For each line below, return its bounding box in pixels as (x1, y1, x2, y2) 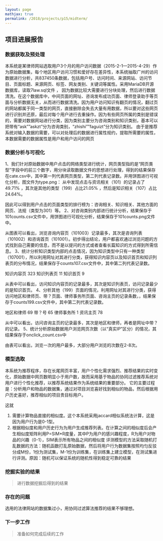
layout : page (5, 7, 32, 12)
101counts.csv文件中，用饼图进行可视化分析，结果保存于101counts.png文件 (5, 214, 155, 220)
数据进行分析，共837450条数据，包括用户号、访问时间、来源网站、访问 (5, 75, 148, 81)
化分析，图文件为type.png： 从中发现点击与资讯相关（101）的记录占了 (5, 179, 146, 185)
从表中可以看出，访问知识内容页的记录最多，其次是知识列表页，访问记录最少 (5, 281, 158, 287)
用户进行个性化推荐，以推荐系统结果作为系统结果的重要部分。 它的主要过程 (5, 379, 155, 386)
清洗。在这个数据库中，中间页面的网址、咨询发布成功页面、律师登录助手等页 (5, 93, 158, 99)
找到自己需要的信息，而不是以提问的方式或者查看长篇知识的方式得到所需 (9, 242, 154, 248)
